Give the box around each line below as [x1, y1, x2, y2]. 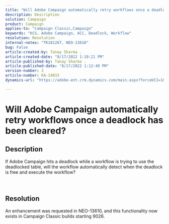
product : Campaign [5, 21, 44, 27]
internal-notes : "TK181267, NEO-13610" [5, 40, 89, 45]
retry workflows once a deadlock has [5, 114, 163, 126]
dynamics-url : [5, 78, 35, 83]
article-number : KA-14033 [5, 73, 59, 78]
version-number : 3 [5, 68, 44, 73]
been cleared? [5, 125, 66, 136]
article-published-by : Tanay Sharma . [5, 59, 87, 64]
